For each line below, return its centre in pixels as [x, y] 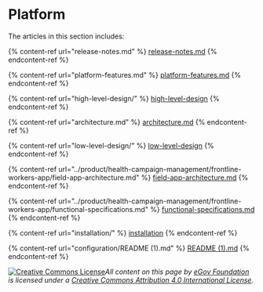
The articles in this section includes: [66, 36]
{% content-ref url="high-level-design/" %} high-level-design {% [114, 98]
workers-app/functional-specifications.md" [79, 209]
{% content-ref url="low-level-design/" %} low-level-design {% [111, 145]
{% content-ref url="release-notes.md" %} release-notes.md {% [113, 51]
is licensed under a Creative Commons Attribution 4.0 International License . [131, 279]
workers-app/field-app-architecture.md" [74, 177]
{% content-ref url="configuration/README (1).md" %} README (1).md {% [129, 248]
